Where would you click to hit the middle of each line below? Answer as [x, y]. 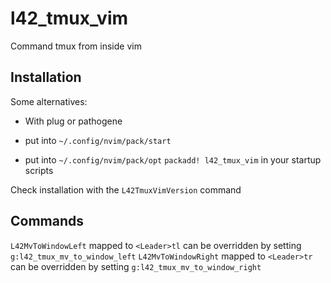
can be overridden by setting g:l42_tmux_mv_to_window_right [136, 266]
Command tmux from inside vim [76, 46]
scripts [39, 170]
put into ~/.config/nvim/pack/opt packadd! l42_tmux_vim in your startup [173, 159]
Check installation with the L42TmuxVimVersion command [126, 189]
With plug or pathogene [73, 121]
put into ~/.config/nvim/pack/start [98, 140]
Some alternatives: [49, 101]
